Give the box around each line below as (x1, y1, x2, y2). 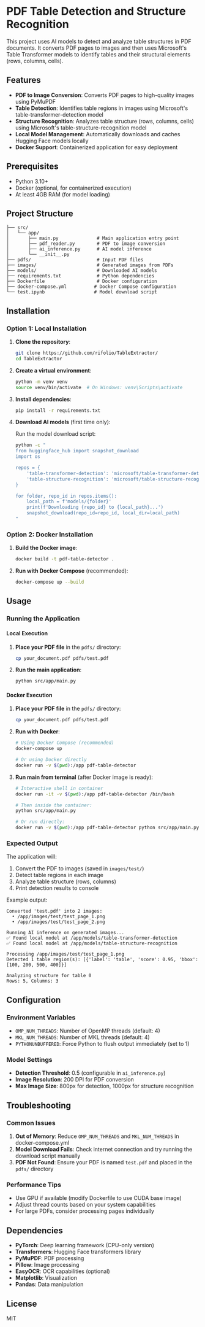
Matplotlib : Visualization (15, 1274, 78, 1282)
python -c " (15, 442, 46, 449)
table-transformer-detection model (15, 110, 104, 118)
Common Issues (6, 1118, 56, 1127)
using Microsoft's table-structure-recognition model (15, 124, 147, 131)
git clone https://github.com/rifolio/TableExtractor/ (15, 350, 158, 357)
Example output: (6, 896, 48, 903)
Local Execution (6, 629, 48, 636)
